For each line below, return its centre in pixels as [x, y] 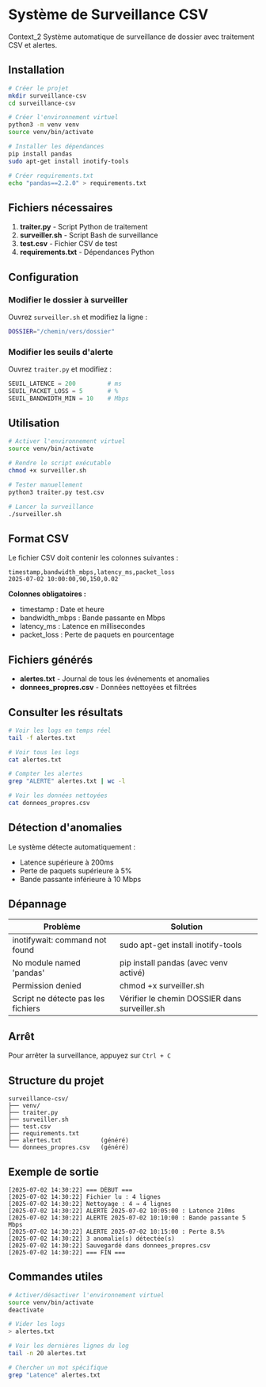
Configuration [44, 277]
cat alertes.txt [35, 760]
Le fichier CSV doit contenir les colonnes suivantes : [93, 558]
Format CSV [39, 539]
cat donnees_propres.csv [49, 803]
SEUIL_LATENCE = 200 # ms [65, 384]
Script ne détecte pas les [59, 998]
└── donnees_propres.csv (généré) [68, 1148]
